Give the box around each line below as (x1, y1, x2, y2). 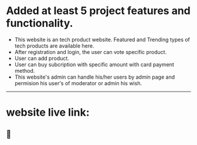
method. (14, 67, 35, 74)
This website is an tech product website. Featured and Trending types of (14, 36, 191, 43)
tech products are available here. (14, 42, 94, 49)
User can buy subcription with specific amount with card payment (14, 60, 174, 68)
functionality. (6, 16, 73, 30)
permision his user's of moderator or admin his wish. (14, 79, 142, 86)
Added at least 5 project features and (6, 4, 191, 18)
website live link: (6, 106, 90, 119)
